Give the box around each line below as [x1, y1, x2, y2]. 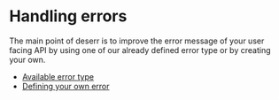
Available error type [21, 71, 95, 81]
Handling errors [9, 6, 128, 27]
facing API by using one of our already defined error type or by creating [9, 44, 271, 55]
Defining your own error [21, 81, 110, 91]
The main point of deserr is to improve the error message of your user [9, 35, 265, 46]
